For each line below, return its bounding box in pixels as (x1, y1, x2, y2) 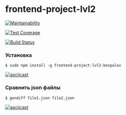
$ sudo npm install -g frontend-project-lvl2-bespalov (5, 63, 122, 68)
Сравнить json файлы (5, 84, 61, 91)
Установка (5, 51, 32, 58)
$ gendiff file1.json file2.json (5, 96, 75, 101)
